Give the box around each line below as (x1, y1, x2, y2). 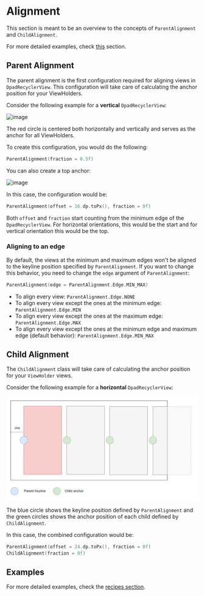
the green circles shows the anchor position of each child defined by (6, 512, 179, 520)
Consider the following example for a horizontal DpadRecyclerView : (6, 384, 174, 391)
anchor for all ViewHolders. (6, 131, 75, 138)
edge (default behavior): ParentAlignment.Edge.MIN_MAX (15, 331, 154, 339)
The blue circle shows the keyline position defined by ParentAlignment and (6, 506, 194, 514)
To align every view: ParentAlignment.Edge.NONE (15, 293, 136, 300)
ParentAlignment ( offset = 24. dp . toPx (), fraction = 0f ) (6, 544, 151, 550)
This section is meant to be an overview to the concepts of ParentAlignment (6, 24, 196, 32)
